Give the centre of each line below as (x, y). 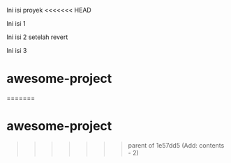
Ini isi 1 (16, 23)
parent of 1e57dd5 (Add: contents (176, 145)
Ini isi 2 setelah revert (37, 37)
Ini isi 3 (17, 51)
